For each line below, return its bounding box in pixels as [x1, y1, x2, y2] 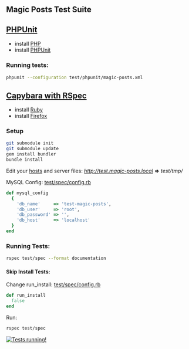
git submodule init [6, 140, 54, 146]
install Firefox [14, 113, 48, 120]
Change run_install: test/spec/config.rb [6, 281, 101, 288]
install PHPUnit [14, 46, 51, 53]
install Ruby [14, 106, 43, 113]
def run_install [6, 293, 46, 299]
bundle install [6, 157, 43, 163]
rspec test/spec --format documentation [6, 255, 107, 262]
